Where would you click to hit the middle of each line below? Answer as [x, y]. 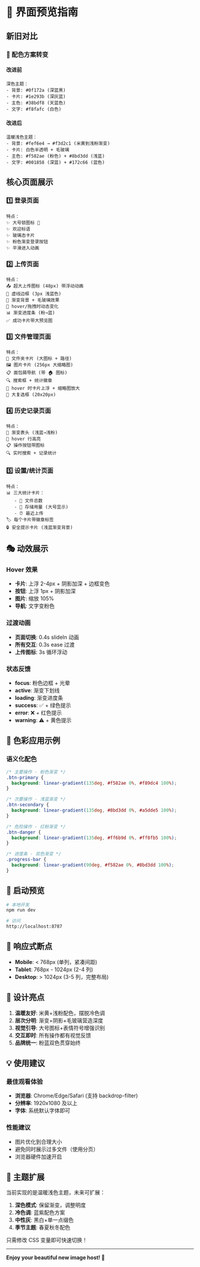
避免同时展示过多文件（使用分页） [57, 1149]
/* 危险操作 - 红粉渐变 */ [36, 826]
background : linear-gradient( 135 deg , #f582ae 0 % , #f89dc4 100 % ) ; [94, 783]
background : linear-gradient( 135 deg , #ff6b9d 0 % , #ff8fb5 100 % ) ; [94, 838]
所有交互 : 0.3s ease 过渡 [45, 644]
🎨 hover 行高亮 [24, 439]
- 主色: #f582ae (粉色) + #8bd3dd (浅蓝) [56, 156]
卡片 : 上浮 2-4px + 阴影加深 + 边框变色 [62, 583]
